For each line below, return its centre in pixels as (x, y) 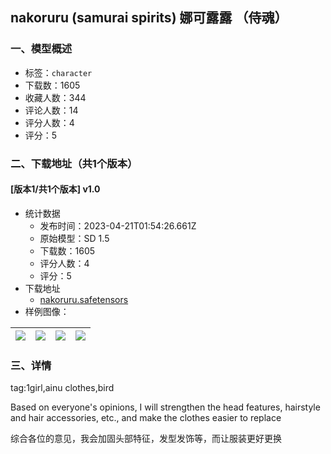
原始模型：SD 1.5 (74, 238)
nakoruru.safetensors (84, 299)
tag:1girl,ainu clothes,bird (62, 388)
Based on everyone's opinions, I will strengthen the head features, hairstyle (165, 407)
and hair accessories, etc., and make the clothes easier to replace (146, 418)
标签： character (58, 72)
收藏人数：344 (55, 97)
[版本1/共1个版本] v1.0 (55, 189)
